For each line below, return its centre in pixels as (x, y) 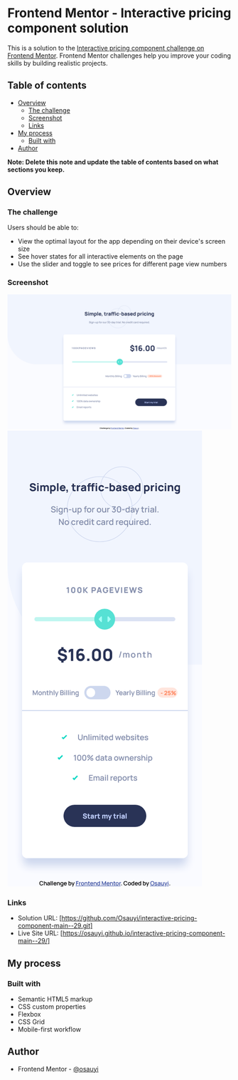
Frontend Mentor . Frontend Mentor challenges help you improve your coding (119, 56)
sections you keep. (36, 170)
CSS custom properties (52, 1007)
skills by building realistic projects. (58, 63)
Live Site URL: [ (40, 933)
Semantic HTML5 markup (55, 999)
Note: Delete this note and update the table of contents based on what (113, 162)
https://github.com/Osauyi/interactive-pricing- (129, 918)
